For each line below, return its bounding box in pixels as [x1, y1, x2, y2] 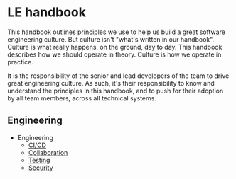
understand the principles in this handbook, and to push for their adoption [7, 86, 224, 95]
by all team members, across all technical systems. [7, 93, 156, 103]
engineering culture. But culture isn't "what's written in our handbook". [7, 35, 215, 43]
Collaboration [28, 148, 68, 156]
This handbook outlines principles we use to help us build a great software [7, 28, 226, 36]
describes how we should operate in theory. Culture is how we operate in [7, 50, 222, 59]
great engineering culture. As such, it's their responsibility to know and [7, 79, 215, 87]
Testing [28, 156, 50, 164]
